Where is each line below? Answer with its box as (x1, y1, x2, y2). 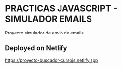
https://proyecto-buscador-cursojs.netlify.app (5, 57, 98, 63)
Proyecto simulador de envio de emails (5, 30, 84, 35)
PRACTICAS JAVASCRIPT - (5, 3, 118, 14)
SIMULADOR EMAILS (5, 13, 92, 25)
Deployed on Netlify (5, 44, 67, 52)
